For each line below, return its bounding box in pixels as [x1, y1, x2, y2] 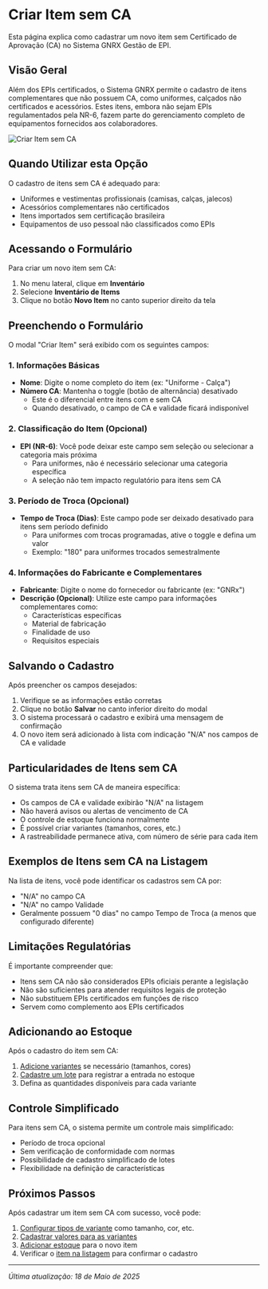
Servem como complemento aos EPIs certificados [19, 1002, 185, 1012]
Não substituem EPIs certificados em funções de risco [19, 993, 199, 1003]
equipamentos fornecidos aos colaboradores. [8, 118, 158, 128]
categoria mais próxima [19, 450, 97, 459]
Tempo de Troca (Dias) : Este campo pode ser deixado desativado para [19, 513, 254, 523]
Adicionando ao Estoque [8, 1025, 133, 1039]
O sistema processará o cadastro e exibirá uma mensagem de [19, 713, 224, 722]
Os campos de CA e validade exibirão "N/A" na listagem [19, 798, 204, 807]
